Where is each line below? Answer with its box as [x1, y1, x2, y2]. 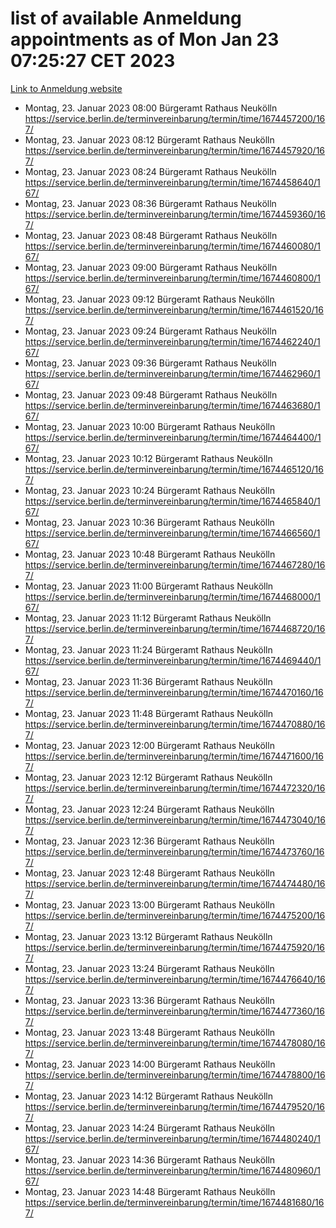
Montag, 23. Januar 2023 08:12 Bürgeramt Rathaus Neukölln [24, 133, 275, 146]
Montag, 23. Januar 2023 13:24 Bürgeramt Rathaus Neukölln [24, 962, 275, 974]
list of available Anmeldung [10, 7, 242, 30]
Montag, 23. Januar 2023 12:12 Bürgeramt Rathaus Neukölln [24, 771, 273, 783]
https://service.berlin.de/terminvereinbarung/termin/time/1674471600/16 [24, 750, 324, 762]
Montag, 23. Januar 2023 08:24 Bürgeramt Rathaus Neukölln [24, 165, 277, 177]
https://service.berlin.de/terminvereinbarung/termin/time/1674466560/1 [24, 527, 321, 539]
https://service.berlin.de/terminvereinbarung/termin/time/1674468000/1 [24, 590, 322, 602]
